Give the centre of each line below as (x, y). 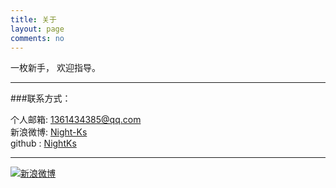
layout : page (37, 29)
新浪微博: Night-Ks (49, 132)
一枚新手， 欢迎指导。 (55, 68)
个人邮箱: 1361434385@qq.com (76, 120)
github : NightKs (43, 143)
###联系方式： (41, 98)
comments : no (37, 38)
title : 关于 (33, 19)
